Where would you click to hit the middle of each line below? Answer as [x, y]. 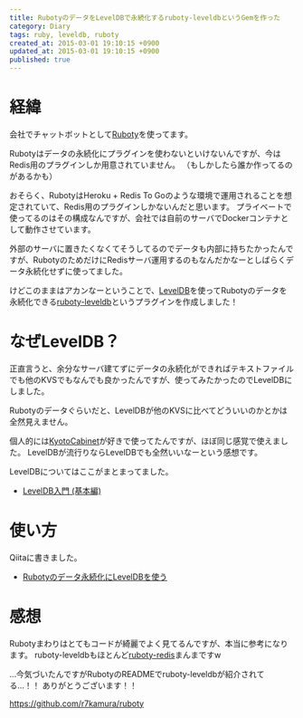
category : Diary [40, 26]
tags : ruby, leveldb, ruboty [64, 34]
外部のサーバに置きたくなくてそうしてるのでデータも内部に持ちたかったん [147, 248]
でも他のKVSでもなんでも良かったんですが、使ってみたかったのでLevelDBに [151, 379]
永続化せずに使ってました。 [76, 271]
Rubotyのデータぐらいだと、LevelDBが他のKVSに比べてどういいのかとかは [148, 410]
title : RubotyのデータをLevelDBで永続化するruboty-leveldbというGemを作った [145, 18]
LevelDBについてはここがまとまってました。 [91, 471]
